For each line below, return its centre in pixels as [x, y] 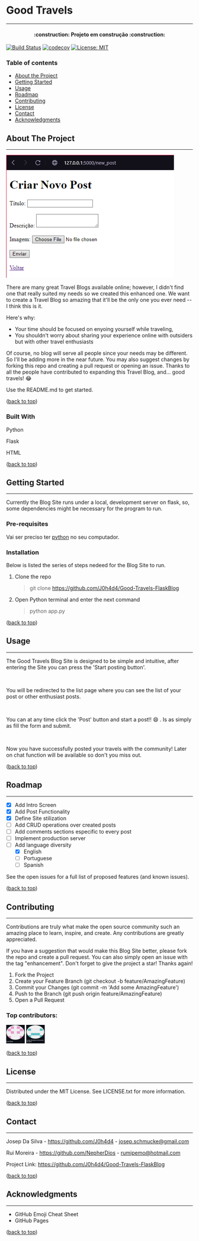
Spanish [33, 865]
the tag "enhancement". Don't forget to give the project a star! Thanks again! [99, 963]
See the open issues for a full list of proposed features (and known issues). [98, 877]
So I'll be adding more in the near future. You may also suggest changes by [98, 359]
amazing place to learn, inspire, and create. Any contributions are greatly [95, 933]
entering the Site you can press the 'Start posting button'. [76, 667]
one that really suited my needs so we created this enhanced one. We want [98, 294]
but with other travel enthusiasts [54, 342]
